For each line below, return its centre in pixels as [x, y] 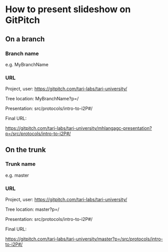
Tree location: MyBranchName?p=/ [42, 99]
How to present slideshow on [68, 9]
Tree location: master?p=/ [32, 209]
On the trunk [26, 149]
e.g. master [17, 175]
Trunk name [20, 164]
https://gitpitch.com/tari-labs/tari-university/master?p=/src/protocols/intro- [84, 239]
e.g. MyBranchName [27, 64]
